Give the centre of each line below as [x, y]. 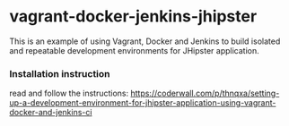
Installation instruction [60, 73]
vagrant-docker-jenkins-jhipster [133, 17]
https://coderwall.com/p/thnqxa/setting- [205, 93]
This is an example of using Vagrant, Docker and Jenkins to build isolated [145, 41]
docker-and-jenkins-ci [51, 113]
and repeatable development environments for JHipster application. [134, 50]
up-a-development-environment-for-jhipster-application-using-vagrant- [143, 103]
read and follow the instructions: [69, 93]
